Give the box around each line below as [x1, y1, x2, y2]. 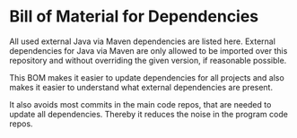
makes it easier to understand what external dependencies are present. [9, 82, 274, 92]
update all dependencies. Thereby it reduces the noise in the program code [9, 108, 289, 119]
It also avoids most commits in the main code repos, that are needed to [9, 99, 272, 109]
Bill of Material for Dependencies [9, 6, 259, 27]
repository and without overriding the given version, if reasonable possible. [9, 55, 287, 65]
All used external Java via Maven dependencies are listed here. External [9, 36, 276, 47]
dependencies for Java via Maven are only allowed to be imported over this [9, 45, 288, 56]
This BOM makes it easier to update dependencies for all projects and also [9, 72, 284, 82]
